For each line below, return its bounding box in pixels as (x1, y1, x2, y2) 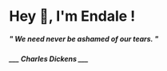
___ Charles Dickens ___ (9, 54, 89, 64)
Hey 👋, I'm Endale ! (9, 7, 136, 26)
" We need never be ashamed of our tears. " (9, 34, 159, 43)
